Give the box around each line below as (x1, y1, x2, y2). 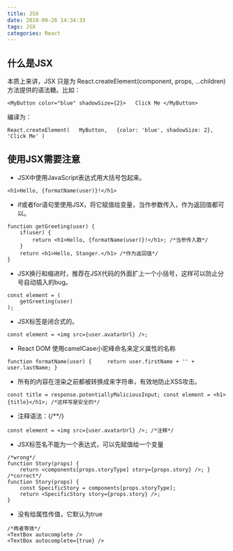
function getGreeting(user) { (7, 222, 96, 230)
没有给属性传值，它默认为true (17, 510, 103, 518)
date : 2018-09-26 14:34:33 (7, 17, 86, 24)
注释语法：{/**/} (17, 412, 64, 420)
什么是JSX (7, 57, 54, 69)
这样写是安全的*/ (57, 398, 100, 405)
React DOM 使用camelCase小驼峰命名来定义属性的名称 (17, 344, 176, 352)
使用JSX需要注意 (7, 153, 81, 165)
